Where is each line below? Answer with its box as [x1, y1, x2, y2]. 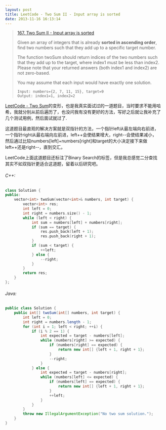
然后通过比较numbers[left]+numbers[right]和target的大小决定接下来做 [5, 138, 148, 144]
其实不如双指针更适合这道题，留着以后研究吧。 [5, 161, 100, 167]
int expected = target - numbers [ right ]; [40, 370, 127, 375]
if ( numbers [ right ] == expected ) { [49, 343, 123, 347]
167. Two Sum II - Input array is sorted [17, 30, 94, 36]
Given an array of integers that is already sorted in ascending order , [17, 40, 157, 45]
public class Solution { [5, 306, 56, 311]
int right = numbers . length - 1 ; [23, 319, 92, 324]
